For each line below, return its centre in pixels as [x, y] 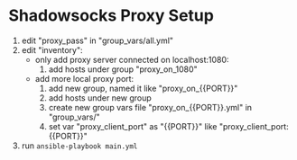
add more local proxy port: [84, 78]
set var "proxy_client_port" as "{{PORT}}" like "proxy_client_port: [169, 126]
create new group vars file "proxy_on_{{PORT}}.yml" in [150, 107]
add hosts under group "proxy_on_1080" [123, 69]
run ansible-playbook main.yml [79, 146]
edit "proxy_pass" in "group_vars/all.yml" [97, 40]
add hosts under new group [100, 98]
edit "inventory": [52, 49]
